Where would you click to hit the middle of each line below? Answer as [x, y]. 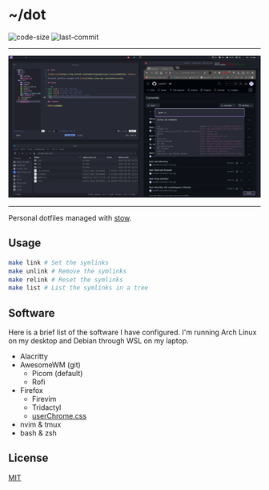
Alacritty [34, 356]
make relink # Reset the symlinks [66, 279]
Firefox [32, 391]
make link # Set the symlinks [59, 262]
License [28, 458]
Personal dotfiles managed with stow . [70, 217]
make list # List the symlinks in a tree [78, 288]
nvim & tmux [40, 425]
